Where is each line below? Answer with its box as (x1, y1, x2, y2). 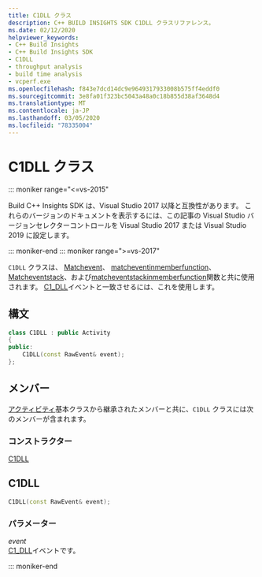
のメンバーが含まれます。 (8, 414, 90, 423)
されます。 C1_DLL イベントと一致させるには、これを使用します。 (8, 281, 219, 292)
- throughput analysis (8, 63, 83, 71)
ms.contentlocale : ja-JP (8, 107, 90, 115)
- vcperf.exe (8, 77, 51, 85)
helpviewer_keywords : (8, 33, 79, 42)
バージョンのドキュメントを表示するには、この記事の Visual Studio (28, 210, 245, 220)
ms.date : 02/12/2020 (8, 26, 76, 34)
